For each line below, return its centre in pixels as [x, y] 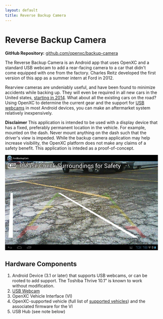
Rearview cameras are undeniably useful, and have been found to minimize [80, 88]
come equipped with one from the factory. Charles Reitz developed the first [81, 73]
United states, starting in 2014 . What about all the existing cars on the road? [81, 98]
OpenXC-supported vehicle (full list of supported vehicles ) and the [79, 301]
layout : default [21, 10]
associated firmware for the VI [42, 306]
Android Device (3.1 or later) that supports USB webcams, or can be [80, 275]
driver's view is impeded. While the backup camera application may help [78, 138]
